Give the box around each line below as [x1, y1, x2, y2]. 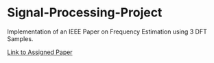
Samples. [7, 34, 34, 42]
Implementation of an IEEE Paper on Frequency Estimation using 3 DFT [7, 27, 207, 36]
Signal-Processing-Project [7, 5, 163, 21]
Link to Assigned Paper [7, 48, 73, 56]
